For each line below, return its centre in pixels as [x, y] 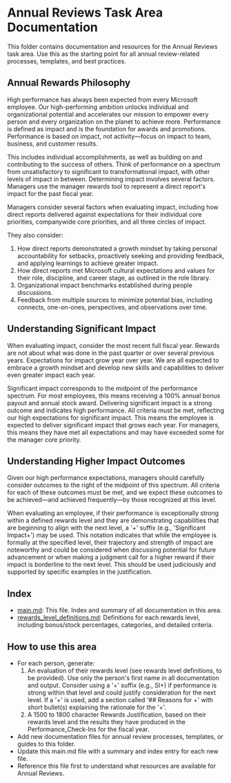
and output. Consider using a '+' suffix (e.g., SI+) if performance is [122, 685]
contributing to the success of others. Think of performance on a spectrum [114, 164]
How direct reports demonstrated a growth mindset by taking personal [117, 248]
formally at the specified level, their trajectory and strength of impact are [110, 543]
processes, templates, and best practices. [67, 61]
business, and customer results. [52, 144]
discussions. [35, 292]
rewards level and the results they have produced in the [107, 722]
